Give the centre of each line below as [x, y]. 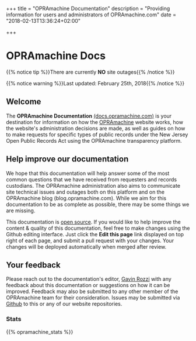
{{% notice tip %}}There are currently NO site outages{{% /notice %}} [90, 72]
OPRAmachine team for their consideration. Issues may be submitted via [93, 298]
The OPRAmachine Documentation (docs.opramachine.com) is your [89, 116]
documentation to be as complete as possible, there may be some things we [98, 204]
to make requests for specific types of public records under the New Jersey [97, 135]
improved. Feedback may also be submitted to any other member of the [92, 291]
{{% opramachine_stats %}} [40, 332]
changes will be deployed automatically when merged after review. [86, 247]
